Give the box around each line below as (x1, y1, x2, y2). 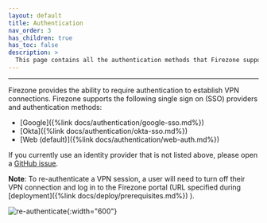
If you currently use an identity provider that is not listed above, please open (8, 150, 258, 159)
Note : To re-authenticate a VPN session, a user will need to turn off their (8, 174, 246, 183)
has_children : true (8, 33, 73, 42)
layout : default (8, 11, 62, 20)
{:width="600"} (66, 206, 118, 216)
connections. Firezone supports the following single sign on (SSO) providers (8, 93, 258, 104)
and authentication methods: (8, 102, 103, 111)
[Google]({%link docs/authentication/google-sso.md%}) (19, 117, 205, 127)
